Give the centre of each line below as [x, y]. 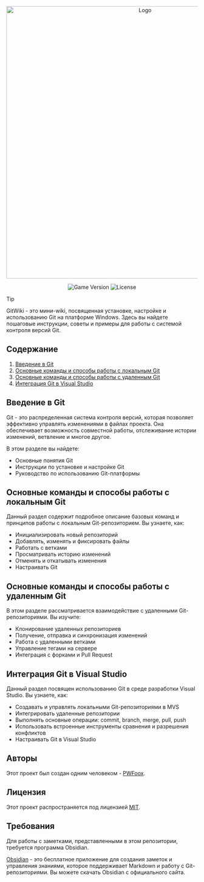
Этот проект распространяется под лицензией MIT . [73, 807]
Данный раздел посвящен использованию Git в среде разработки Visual [101, 689]
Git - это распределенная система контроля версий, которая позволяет [100, 417]
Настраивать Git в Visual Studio [56, 739]
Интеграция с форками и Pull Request [64, 655]
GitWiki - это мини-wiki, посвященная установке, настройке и [87, 311]
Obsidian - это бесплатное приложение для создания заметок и [89, 859]
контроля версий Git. [33, 330]
